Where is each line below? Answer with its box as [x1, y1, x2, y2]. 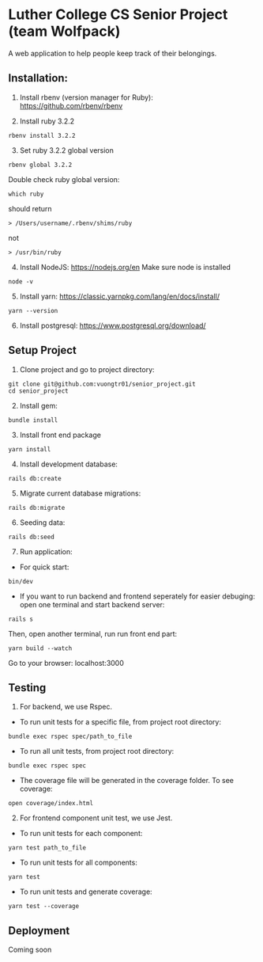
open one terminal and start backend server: [19, 599, 165, 609]
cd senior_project [8, 386, 69, 395]
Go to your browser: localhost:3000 [8, 658, 125, 667]
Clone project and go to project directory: [19, 364, 156, 374]
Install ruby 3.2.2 [19, 116, 75, 126]
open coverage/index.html [8, 800, 93, 808]
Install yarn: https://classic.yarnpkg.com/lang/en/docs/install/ [19, 291, 220, 301]
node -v [8, 277, 34, 286]
